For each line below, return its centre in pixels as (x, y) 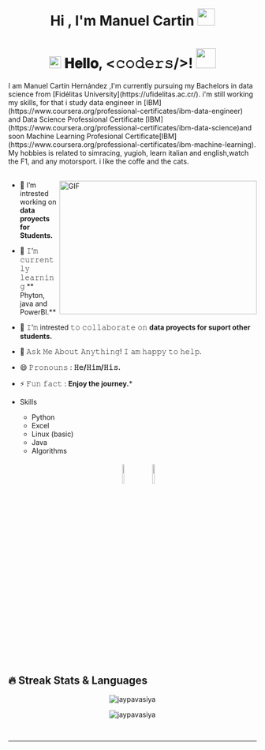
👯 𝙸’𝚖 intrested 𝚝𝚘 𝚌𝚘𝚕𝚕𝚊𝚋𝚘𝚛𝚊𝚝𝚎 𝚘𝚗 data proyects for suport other (135, 327)
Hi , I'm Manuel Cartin (122, 21)
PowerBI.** (38, 312)
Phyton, (32, 296)
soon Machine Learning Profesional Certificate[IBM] (93, 136)
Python (43, 417)
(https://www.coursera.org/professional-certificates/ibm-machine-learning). (132, 145)
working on (38, 202)
